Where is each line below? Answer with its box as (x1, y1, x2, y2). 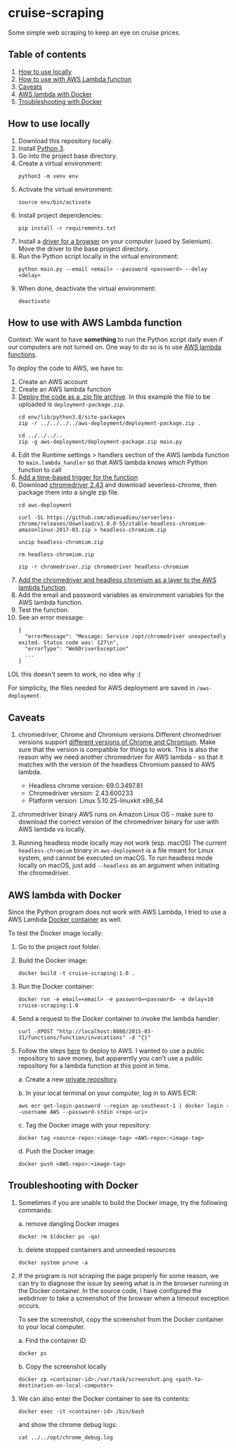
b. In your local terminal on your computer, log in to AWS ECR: (18, 1089, 197, 1097)
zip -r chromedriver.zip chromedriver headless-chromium (18, 564, 189, 571)
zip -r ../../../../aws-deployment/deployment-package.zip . (18, 420, 202, 427)
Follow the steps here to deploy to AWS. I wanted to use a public (18, 1046, 205, 1055)
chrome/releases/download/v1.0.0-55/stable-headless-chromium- (18, 520, 208, 528)
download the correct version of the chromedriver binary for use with (18, 817, 219, 826)
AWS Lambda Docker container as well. (8, 915, 122, 924)
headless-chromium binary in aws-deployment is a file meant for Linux (18, 846, 214, 855)
